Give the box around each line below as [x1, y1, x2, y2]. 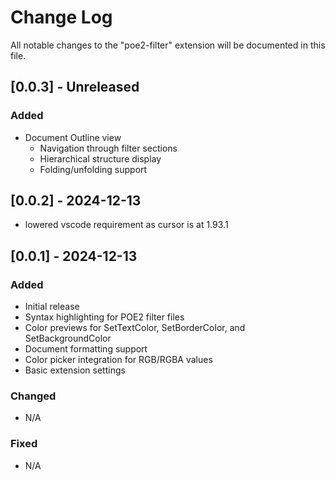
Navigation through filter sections [39, 142, 178, 154]
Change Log [10, 6, 113, 29]
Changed [10, 389, 57, 403]
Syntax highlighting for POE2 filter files [24, 311, 185, 323]
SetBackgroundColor [24, 332, 112, 345]
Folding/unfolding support [39, 163, 148, 175]
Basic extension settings [24, 364, 126, 376]
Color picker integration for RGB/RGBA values [24, 354, 213, 366]
